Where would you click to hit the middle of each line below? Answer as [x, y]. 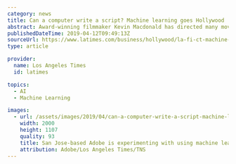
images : [19, 110]
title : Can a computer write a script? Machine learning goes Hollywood [116, 20]
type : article [28, 46]
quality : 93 [37, 136]
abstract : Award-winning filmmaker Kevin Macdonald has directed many [113, 27]
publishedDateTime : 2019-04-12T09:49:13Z [69, 33]
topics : [19, 85]
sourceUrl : [23, 40]
